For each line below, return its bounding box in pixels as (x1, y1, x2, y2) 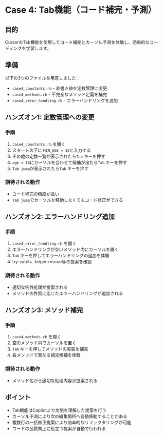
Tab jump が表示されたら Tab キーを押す (12, 166, 89, 171)
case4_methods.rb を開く (12, 334, 62, 340)
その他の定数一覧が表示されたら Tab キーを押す (12, 153, 106, 159)
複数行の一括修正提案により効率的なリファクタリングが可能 (12, 419, 131, 425)
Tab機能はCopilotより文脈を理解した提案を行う (12, 407, 107, 413)
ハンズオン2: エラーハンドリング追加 (5, 213, 115, 221)
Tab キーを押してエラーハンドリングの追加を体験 (12, 252, 109, 259)
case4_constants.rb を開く (12, 141, 66, 147)
